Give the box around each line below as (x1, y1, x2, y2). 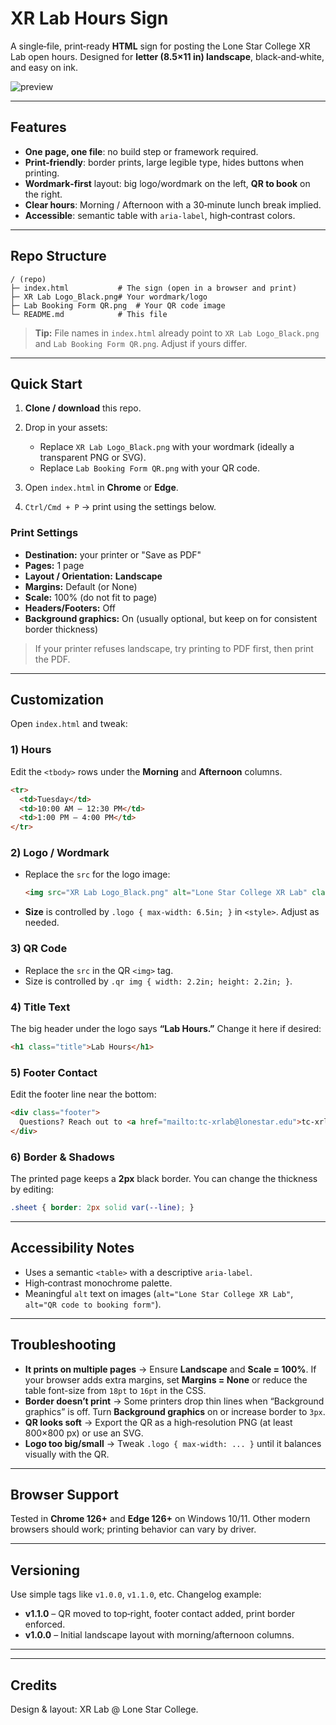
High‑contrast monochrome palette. (24, 1277, 173, 1289)
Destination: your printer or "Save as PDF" (24, 548, 202, 561)
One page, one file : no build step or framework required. (24, 145, 259, 157)
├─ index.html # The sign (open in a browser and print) (10, 283, 298, 293)
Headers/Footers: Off (24, 602, 117, 614)
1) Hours (10, 743, 52, 757)
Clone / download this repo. (24, 402, 142, 414)
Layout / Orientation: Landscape (24, 570, 163, 582)
